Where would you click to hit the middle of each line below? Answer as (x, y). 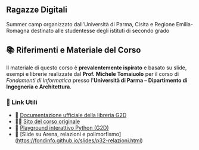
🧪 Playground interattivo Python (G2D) (62, 127)
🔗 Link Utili (22, 102)
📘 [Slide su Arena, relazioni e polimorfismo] (68, 134)
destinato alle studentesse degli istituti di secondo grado (100, 30)
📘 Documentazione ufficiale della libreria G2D (71, 115)
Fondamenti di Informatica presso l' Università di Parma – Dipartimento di (97, 80)
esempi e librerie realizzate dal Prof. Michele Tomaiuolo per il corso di (93, 74)
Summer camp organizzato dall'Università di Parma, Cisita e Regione (91, 24)
